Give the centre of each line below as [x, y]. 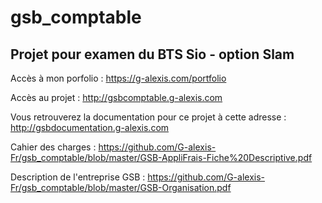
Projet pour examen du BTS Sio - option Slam [152, 54]
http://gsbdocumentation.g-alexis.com [90, 127]
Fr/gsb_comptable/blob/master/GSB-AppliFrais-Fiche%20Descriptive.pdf [161, 157]
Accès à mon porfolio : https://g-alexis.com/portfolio [118, 78]
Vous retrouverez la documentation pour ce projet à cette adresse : [148, 117]
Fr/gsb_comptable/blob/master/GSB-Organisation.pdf [121, 187]
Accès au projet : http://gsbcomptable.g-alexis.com [116, 97]
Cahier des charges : [53, 147]
